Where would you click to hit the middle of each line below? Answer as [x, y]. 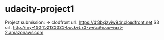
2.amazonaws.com [24, 32]
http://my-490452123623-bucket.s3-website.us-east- [68, 27]
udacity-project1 [40, 9]
